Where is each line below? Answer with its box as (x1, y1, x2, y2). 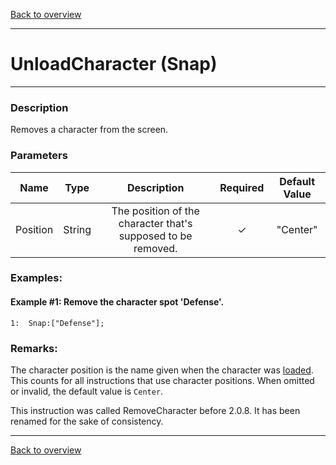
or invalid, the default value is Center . (10, 385, 164, 397)
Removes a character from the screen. (10, 124, 169, 136)
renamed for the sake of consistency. (10, 415, 164, 427)
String (63, 222, 92, 236)
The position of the (111, 204, 200, 218)
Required (219, 180, 265, 194)
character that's (118, 216, 193, 230)
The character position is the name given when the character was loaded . (10, 364, 314, 376)
